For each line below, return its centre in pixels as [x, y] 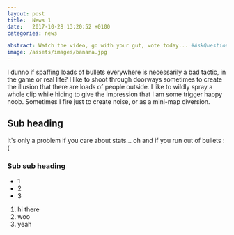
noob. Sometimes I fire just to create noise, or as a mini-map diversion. [109, 101]
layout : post [26, 14]
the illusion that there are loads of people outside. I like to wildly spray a [110, 87]
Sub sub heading [37, 166]
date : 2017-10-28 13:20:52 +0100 [59, 26]
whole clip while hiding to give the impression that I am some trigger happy [115, 94]
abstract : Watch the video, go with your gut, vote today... [98, 46]
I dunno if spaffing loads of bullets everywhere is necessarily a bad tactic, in [117, 72]
